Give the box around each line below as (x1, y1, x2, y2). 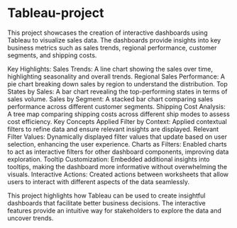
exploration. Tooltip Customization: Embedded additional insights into (7, 154, 211, 164)
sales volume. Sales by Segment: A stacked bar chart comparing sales (7, 94, 214, 103)
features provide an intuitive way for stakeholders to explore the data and (7, 206, 222, 215)
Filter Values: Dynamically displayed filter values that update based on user (7, 132, 227, 141)
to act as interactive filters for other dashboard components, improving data (7, 147, 229, 156)
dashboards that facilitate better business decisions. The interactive (7, 198, 206, 207)
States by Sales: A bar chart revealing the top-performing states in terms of (7, 87, 228, 96)
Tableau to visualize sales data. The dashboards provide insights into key (7, 35, 221, 44)
